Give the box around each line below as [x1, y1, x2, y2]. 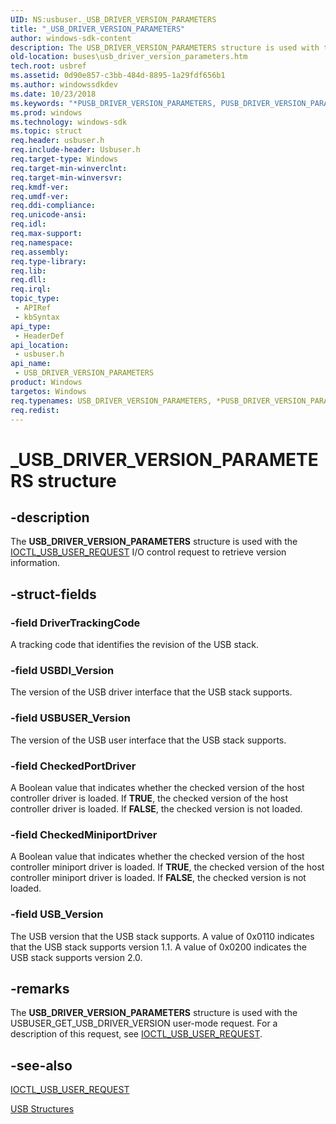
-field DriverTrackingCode [10, 616, 141, 630]
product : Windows [10, 377, 83, 387]
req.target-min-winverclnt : [10, 163, 128, 173]
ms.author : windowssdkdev [10, 80, 118, 90]
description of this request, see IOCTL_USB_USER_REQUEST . [10, 1028, 263, 1040]
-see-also [10, 1057, 73, 1074]
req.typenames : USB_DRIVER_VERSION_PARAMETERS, [10, 396, 213, 406]
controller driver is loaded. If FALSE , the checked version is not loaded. [10, 802, 303, 815]
